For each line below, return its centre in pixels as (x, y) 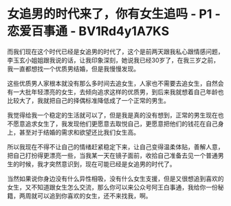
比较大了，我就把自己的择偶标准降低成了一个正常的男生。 (88, 100)
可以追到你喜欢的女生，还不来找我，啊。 (94, 196)
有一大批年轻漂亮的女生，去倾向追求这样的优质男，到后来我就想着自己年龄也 (115, 92)
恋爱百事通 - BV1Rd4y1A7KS (88, 31)
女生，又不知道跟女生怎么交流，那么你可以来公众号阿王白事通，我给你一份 (112, 187)
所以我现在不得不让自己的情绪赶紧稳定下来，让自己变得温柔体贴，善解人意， (115, 147)
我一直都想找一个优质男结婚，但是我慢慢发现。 (73, 69)
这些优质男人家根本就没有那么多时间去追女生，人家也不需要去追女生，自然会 (115, 83)
